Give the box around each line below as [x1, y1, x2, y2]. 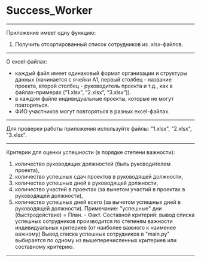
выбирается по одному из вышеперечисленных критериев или [14, 236, 177, 243]
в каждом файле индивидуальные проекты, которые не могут [14, 95, 174, 102]
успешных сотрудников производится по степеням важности [14, 217, 173, 225]
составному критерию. [14, 243, 75, 250]
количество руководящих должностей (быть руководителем [14, 160, 171, 167]
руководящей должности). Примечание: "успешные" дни [14, 204, 162, 212]
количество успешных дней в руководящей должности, [14, 179, 159, 186]
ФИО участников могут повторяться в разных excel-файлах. [14, 107, 170, 115]
